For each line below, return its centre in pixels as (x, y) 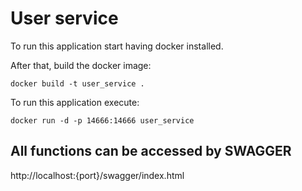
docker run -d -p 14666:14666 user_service (102, 120)
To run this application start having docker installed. (117, 46)
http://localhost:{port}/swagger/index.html (97, 175)
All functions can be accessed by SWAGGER (151, 151)
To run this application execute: (75, 102)
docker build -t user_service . (77, 83)
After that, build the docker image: (81, 65)
